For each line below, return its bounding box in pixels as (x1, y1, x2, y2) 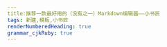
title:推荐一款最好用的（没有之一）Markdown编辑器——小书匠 (7, 10, 161, 17)
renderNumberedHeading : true (7, 23, 91, 30)
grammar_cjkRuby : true (7, 29, 73, 37)
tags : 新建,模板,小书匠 (7, 17, 69, 23)
